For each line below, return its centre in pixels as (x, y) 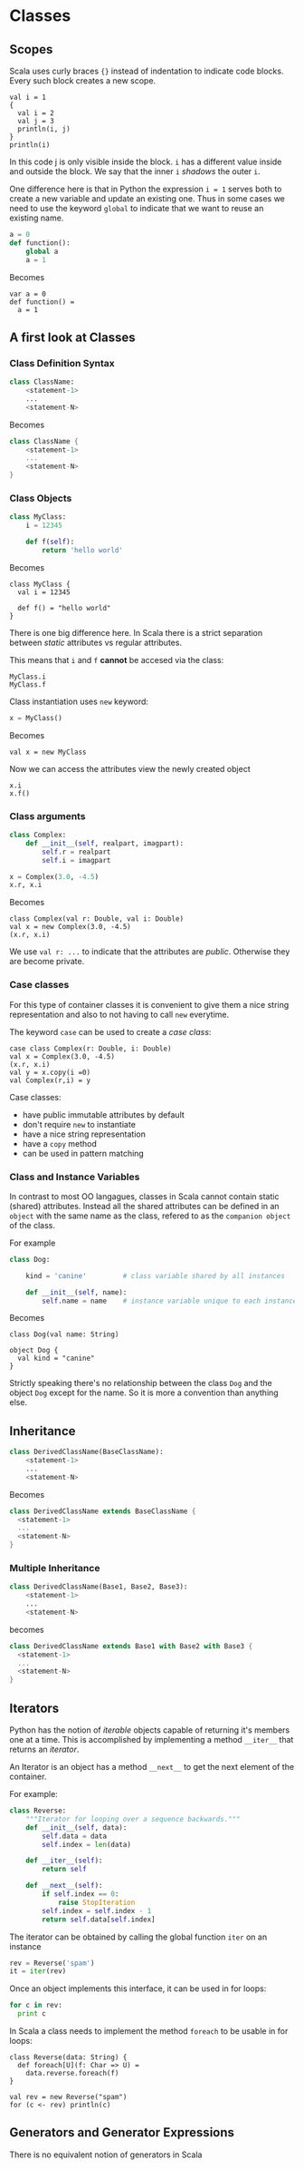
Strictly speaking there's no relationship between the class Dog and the (141, 1383)
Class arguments (47, 816)
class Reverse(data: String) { (68, 2057)
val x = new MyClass (48, 752)
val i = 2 (36, 113)
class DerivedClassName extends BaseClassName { (103, 1511)
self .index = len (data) (86, 1844)
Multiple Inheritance (55, 1568)
